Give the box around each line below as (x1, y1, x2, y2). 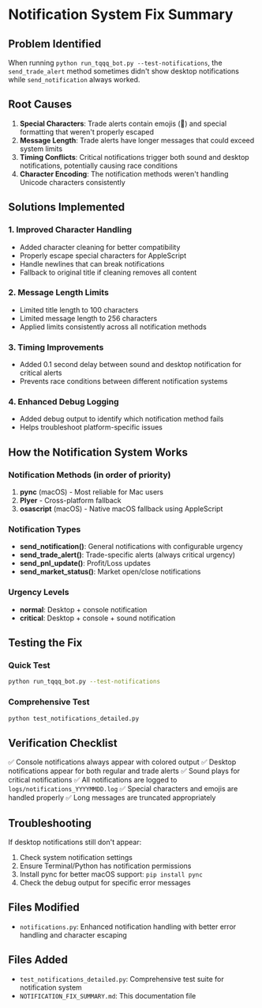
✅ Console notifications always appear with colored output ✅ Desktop (8, 757, 237, 767)
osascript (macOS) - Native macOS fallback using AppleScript (19, 504, 223, 513)
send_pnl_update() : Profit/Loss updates (19, 559, 152, 568)
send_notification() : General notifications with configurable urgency (19, 542, 243, 551)
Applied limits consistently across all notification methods (19, 322, 207, 332)
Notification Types (8, 524, 81, 535)
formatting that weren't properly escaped (19, 127, 155, 136)
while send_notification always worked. (8, 75, 140, 84)
